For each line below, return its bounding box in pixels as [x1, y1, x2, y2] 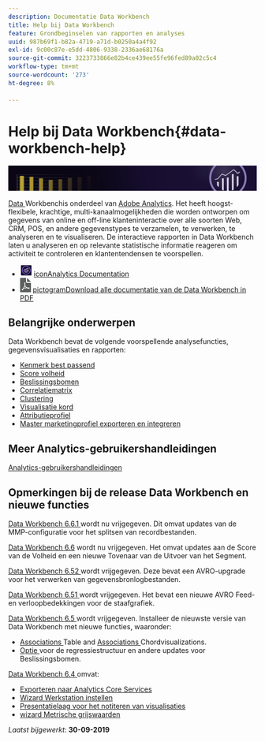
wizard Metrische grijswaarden [19, 710, 121, 719]
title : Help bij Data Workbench [8, 21, 114, 29]
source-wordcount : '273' [8, 71, 90, 79]
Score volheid [19, 369, 65, 378]
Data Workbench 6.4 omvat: [8, 669, 100, 679]
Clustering [19, 394, 54, 404]
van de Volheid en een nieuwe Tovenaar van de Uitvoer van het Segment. [8, 551, 247, 561]
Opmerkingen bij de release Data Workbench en [8, 486, 249, 499]
